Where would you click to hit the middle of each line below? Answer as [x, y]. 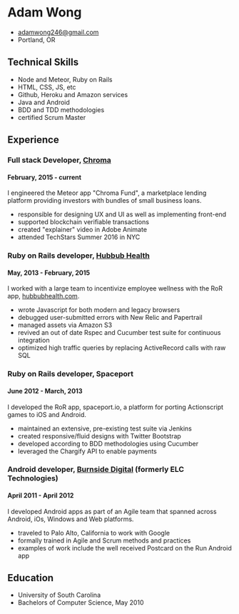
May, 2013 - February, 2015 [49, 273]
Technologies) [33, 478]
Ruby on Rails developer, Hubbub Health [78, 256]
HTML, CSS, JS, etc [47, 87]
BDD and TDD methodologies [61, 110]
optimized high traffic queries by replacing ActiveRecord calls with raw [122, 348]
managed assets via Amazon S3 [65, 325]
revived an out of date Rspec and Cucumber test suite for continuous [119, 333]
